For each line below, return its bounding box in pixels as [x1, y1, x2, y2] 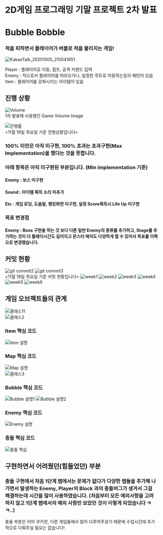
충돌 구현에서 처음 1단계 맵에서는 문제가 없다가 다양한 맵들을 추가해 [5, 478, 150, 485]
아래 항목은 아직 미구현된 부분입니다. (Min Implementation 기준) [5, 164, 148, 171]
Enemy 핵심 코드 [5, 409, 43, 416]
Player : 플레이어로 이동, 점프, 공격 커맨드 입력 [5, 66, 92, 72]
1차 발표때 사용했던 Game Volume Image [5, 113, 83, 119]
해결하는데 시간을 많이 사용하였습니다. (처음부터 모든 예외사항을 [5, 492, 144, 499]
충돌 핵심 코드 [5, 435, 35, 441]
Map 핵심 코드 [5, 353, 37, 360]
